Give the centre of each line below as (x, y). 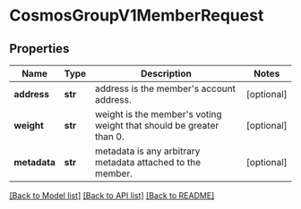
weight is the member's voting (158, 114)
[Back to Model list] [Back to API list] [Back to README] (112, 196)
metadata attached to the (148, 162)
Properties (39, 49)
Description (166, 74)
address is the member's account (165, 88)
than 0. (110, 137)
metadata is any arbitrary (147, 151)
